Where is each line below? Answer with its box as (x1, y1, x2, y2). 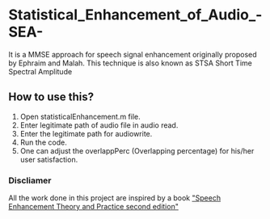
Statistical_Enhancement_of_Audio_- (8, 6, 263, 24)
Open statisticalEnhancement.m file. (19, 112, 141, 121)
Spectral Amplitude (8, 66, 73, 76)
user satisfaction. (19, 154, 78, 164)
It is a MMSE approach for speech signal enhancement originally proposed (8, 49, 257, 59)
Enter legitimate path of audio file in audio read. (19, 120, 179, 130)
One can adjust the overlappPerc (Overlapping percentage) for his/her (19, 145, 255, 155)
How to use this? (8, 91, 95, 104)
